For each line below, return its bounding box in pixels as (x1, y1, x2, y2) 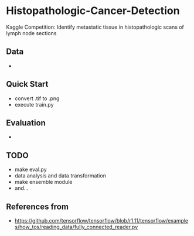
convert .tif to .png (14, 95, 60, 102)
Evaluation (6, 118, 46, 128)
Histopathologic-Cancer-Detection (6, 4, 180, 18)
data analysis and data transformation (14, 172, 107, 179)
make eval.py (14, 166, 47, 173)
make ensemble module (14, 179, 73, 186)
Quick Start (6, 79, 49, 89)
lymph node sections (6, 29, 57, 36)
